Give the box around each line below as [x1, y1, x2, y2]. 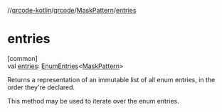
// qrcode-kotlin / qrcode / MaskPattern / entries [7, 6, 137, 14]
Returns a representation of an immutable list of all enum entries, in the [7, 75, 216, 84]
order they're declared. [7, 83, 75, 91]
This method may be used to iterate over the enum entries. [7, 96, 179, 105]
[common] [7, 54, 38, 62]
